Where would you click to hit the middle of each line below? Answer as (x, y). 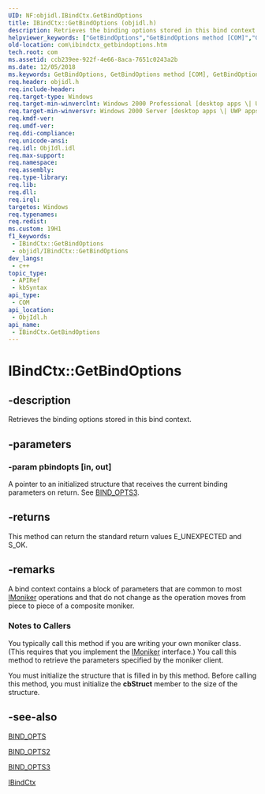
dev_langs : (26, 258)
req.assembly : (32, 170)
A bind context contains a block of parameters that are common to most (125, 589)
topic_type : (28, 273)
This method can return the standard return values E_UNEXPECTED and (125, 536)
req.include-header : (42, 89)
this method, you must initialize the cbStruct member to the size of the (123, 684)
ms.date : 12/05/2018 (42, 67)
